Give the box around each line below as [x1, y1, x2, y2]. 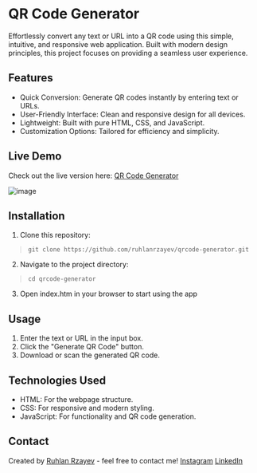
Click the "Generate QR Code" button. [19, 342, 145, 352]
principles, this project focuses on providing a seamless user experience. [8, 48, 248, 57]
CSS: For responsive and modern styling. [19, 404, 155, 412]
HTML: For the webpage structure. [19, 395, 134, 404]
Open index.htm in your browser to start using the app [19, 289, 197, 299]
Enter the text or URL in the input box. [19, 333, 143, 343]
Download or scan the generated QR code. [19, 350, 161, 360]
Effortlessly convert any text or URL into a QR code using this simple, [8, 31, 235, 41]
